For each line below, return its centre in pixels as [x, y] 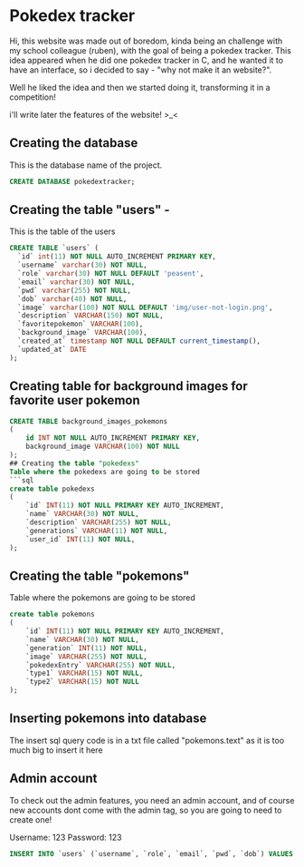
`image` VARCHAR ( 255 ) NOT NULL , [86, 657]
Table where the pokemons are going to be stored [103, 598]
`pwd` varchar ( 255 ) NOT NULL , [74, 290]
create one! [31, 819]
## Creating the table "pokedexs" [75, 463]
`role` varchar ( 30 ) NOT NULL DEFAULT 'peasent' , [111, 274]
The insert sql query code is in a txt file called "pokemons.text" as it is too [147, 740]
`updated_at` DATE [52, 349]
